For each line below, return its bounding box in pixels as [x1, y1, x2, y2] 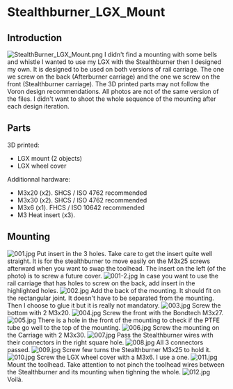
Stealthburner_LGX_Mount [7, 4, 166, 20]
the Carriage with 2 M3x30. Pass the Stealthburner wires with [7, 331, 214, 339]
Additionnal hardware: [7, 175, 71, 183]
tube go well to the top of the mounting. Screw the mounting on [7, 323, 220, 331]
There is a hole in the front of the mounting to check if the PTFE [38, 316, 220, 324]
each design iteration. [7, 102, 70, 110]
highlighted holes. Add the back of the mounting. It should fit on [7, 286, 221, 294]
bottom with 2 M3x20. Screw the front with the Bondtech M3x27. [7, 308, 224, 317]
